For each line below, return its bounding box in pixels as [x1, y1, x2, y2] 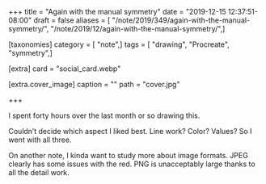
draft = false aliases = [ [33, 15, 111, 25]
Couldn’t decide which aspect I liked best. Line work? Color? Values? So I [8, 127, 252, 136]
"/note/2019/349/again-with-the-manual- [112, 15, 251, 25]
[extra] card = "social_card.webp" [8, 64, 121, 73]
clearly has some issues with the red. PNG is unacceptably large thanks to [8, 159, 256, 169]
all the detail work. [8, 168, 70, 177]
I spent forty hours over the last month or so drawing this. [8, 111, 201, 120]
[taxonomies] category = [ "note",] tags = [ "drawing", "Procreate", [8, 40, 230, 49]
